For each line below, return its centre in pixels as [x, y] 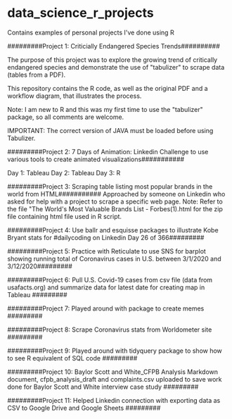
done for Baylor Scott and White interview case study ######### [103, 387]
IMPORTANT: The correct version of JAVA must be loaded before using [110, 130]
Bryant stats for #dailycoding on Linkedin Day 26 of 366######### [106, 237]
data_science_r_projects [80, 13]
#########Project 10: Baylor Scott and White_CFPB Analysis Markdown [113, 372]
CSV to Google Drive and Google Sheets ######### [84, 408]
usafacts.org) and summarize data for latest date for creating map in [106, 287]
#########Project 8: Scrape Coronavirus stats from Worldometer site [110, 330]
